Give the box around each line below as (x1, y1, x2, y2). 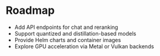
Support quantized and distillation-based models (14, 30, 137, 37)
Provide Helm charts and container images (14, 36, 121, 43)
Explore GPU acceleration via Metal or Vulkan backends (14, 43, 155, 50)
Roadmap (5, 4, 55, 17)
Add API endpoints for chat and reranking (14, 23, 119, 31)
